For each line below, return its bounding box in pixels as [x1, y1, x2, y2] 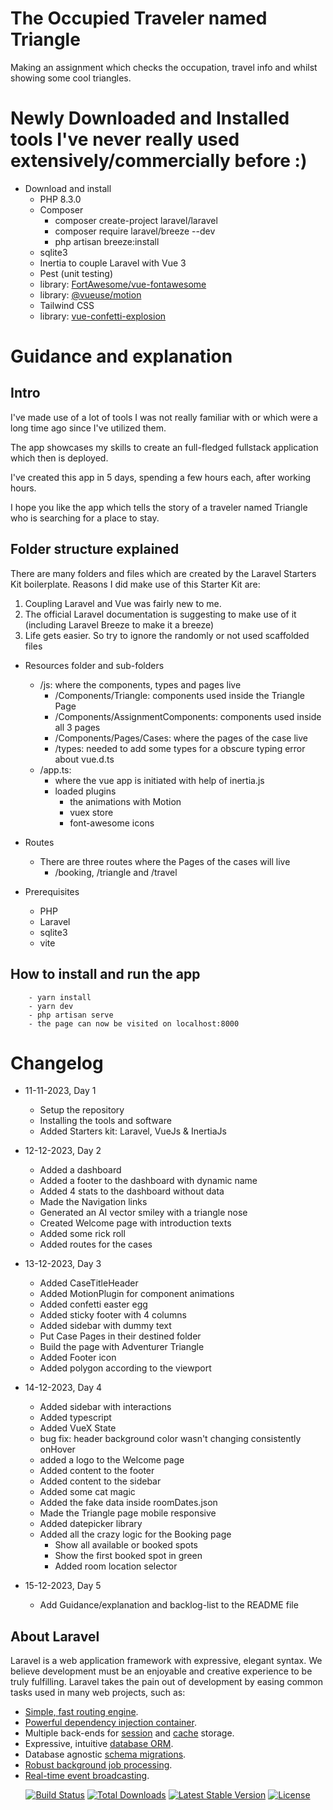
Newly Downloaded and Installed [10, 107, 290, 130]
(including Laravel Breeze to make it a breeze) [24, 618, 215, 631]
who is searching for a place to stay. [10, 512, 160, 524]
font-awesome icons [69, 817, 155, 829]
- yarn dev [28, 1001, 74, 1011]
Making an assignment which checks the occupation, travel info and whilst [10, 61, 318, 73]
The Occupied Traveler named [10, 7, 268, 30]
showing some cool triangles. [10, 72, 132, 84]
